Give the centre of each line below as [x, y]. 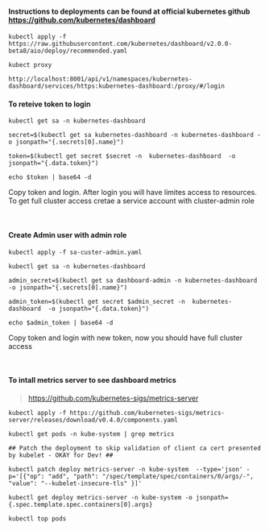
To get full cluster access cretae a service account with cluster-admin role [132, 201]
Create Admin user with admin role [68, 235]
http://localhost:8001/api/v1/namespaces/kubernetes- [101, 79]
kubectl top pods [37, 519]
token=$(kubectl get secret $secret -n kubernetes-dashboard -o [122, 156]
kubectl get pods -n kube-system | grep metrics [91, 434]
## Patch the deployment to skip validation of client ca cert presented [135, 448]
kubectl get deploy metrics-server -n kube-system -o [101, 497]
